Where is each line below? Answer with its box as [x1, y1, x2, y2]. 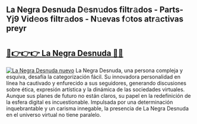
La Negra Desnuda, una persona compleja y [75, 67, 183, 74]
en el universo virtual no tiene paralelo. [6, 111, 101, 118]
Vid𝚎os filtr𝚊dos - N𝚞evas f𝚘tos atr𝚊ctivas [20, 14, 184, 24]
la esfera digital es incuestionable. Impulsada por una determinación [6, 98, 173, 106]
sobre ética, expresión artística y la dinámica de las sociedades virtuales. [6, 86, 185, 93]
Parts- [159, 5, 184, 15]
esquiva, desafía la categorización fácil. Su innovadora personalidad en [6, 73, 181, 80]
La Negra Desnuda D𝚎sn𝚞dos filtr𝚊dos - [6, 5, 158, 15]
